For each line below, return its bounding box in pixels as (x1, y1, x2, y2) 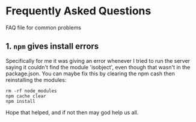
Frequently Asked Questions (5, 4, 152, 18)
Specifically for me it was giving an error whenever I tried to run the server (5, 57, 191, 64)
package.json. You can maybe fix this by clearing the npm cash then (5, 70, 175, 77)
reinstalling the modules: (5, 76, 67, 83)
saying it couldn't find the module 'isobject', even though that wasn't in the (5, 63, 191, 71)
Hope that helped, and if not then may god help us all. (5, 109, 139, 116)
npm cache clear (5, 93, 46, 99)
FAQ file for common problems (5, 24, 82, 31)
